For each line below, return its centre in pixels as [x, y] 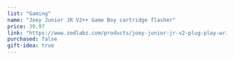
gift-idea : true [31, 46]
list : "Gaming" [29, 13]
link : [15, 33]
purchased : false [32, 39]
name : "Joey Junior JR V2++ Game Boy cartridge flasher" [92, 20]
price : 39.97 [26, 26]
